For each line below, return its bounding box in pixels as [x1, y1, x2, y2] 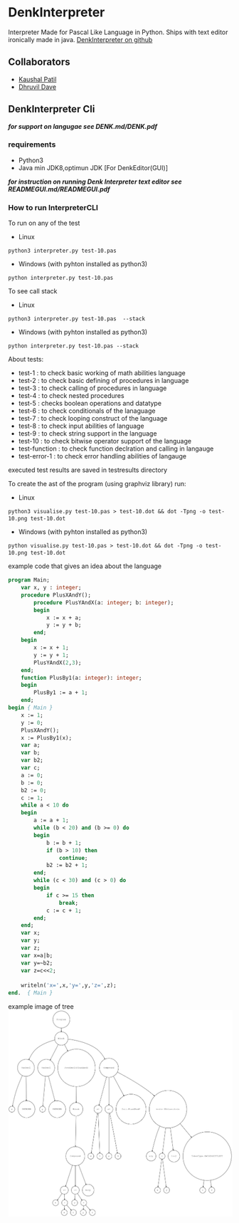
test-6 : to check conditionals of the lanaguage [18, 406, 156, 415]
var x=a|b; [21, 952, 53, 959]
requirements [8, 140, 56, 149]
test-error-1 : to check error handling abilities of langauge [18, 452, 187, 461]
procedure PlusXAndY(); [21, 592, 92, 599]
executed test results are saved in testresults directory [8, 466, 168, 474]
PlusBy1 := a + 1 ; [33, 689, 88, 696]
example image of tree [8, 1002, 74, 1011]
